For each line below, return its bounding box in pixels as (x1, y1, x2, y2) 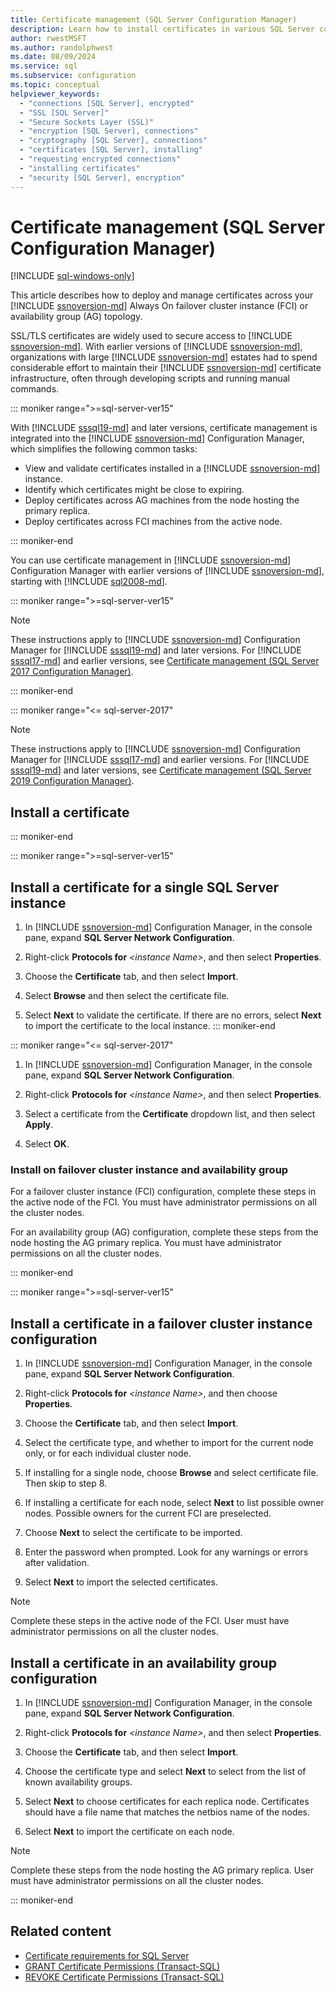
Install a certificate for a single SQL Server (10, 879, 280, 896)
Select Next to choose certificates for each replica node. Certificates (24, 1795, 310, 1807)
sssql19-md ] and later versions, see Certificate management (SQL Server (10, 764, 312, 776)
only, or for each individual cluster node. (24, 1447, 192, 1460)
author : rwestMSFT (10, 33, 87, 43)
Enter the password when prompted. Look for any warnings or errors (24, 1546, 309, 1558)
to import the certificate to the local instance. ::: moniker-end (24, 1020, 276, 1032)
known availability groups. (24, 1776, 133, 1788)
